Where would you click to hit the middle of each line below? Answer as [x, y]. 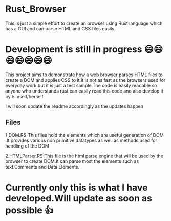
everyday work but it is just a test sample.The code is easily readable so [81, 85]
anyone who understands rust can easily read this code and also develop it [84, 91]
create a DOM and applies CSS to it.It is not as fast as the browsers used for [85, 80]
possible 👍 [29, 210]
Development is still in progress [74, 50]
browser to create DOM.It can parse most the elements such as [72, 161]
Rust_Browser [36, 9]
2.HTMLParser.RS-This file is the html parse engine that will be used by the [84, 156]
